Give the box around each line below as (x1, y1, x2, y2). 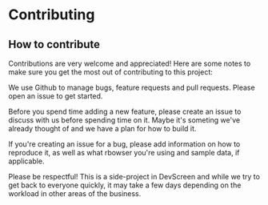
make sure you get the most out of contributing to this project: (8, 67, 214, 77)
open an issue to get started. (8, 91, 103, 101)
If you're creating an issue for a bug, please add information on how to (8, 139, 241, 149)
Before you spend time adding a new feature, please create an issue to (8, 107, 242, 116)
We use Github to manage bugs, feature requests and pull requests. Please (8, 82, 255, 92)
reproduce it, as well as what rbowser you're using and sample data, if (8, 148, 240, 157)
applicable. (8, 156, 45, 166)
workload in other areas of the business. (8, 189, 142, 198)
